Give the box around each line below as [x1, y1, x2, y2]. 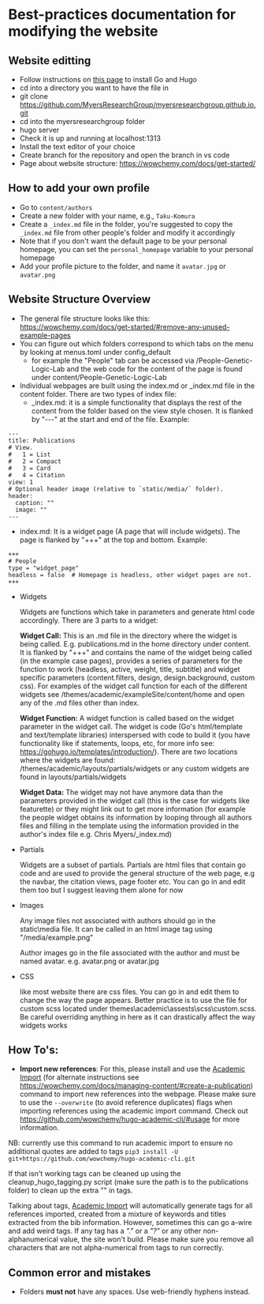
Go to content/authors [19, 202, 93, 212]
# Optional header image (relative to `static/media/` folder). [8, 484, 224, 493]
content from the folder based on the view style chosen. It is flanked [31, 405, 254, 416]
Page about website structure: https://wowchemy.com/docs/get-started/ [19, 159, 256, 168]
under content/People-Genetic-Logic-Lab [31, 372, 167, 382]
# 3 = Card [8, 464, 51, 472]
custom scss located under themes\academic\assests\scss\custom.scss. [19, 1004, 257, 1013]
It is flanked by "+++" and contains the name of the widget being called [19, 647, 252, 657]
